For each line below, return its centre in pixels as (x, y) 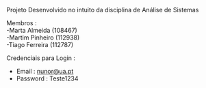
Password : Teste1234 (48, 78)
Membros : (22, 23)
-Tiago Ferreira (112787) (40, 45)
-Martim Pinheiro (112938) (43, 38)
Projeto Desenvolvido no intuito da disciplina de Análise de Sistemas (103, 10)
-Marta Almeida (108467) (42, 30)
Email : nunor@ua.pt (45, 71)
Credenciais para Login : (41, 58)
